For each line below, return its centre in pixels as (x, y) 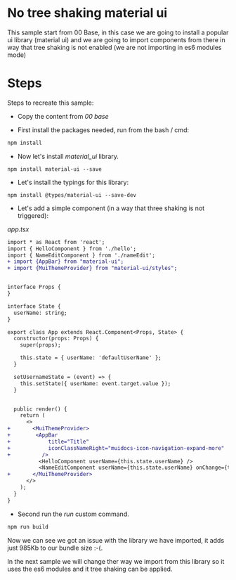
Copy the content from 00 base (63, 116)
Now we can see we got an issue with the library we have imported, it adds (116, 540)
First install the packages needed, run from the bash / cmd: (103, 130)
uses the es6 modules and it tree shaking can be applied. (90, 569)
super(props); (40, 345)
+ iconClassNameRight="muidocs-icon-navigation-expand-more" (116, 448)
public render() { (41, 409)
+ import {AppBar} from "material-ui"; (66, 262)
